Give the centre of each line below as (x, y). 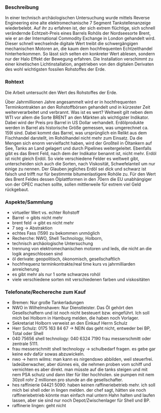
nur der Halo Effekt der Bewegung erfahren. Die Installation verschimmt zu (79, 59)
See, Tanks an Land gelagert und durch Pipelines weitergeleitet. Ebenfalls (78, 148)
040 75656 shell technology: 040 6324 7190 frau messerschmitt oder (81, 339)
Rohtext (15, 82)
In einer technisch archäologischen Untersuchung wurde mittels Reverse (77, 18)
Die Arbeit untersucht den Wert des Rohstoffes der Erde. (61, 92)
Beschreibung (22, 7)
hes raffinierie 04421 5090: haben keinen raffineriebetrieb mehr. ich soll (84, 385)
